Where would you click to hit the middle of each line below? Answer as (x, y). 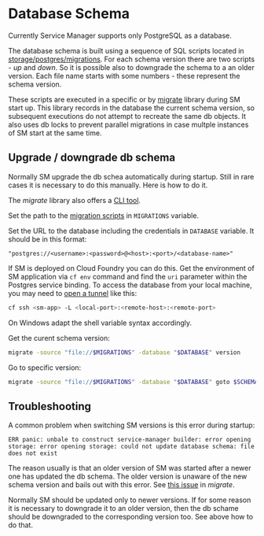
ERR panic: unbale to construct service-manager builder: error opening (130, 440)
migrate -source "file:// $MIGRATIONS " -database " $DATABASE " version (125, 352)
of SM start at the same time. (55, 133)
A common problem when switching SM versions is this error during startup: (132, 425)
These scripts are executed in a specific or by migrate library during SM (125, 99)
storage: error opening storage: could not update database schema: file (132, 447)
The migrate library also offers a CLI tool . (75, 200)
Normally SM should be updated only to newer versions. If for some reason (130, 500)
